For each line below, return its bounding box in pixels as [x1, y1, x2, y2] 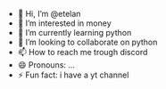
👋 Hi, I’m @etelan [17, 9, 81, 19]
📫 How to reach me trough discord [17, 47, 148, 57]
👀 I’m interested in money [17, 18, 112, 28]
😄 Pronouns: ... [17, 60, 76, 70]
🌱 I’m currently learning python [17, 28, 132, 37]
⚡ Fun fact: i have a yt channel [17, 69, 129, 80]
